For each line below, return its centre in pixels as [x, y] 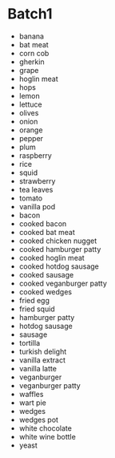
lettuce [30, 104]
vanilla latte [38, 368]
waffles [31, 394]
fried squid [37, 309]
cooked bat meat [47, 232]
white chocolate [46, 428]
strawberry [37, 180]
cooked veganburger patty [63, 283]
